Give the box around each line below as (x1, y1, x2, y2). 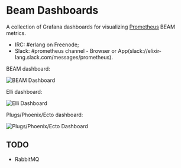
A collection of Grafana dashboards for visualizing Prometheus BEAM (6, 23, 176, 30)
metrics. (6, 29, 27, 36)
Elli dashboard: (6, 88, 43, 95)
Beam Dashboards (6, 4, 99, 17)
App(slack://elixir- (118, 47, 161, 54)
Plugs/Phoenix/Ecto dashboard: (6, 111, 83, 118)
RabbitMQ (14, 156, 40, 163)
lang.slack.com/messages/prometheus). (14, 53, 114, 61)
